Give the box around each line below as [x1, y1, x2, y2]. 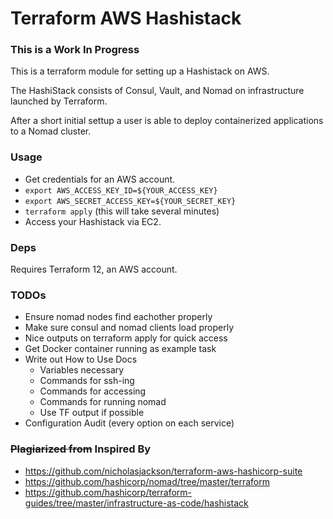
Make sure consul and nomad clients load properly [24, 322, 235, 334]
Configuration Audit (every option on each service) [24, 417, 235, 429]
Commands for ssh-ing [39, 375, 135, 387]
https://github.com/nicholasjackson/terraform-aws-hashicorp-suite [24, 465, 303, 477]
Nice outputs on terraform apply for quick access [24, 332, 228, 344]
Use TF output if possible [39, 407, 145, 419]
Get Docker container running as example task [24, 343, 217, 355]
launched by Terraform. [10, 95, 108, 107]
